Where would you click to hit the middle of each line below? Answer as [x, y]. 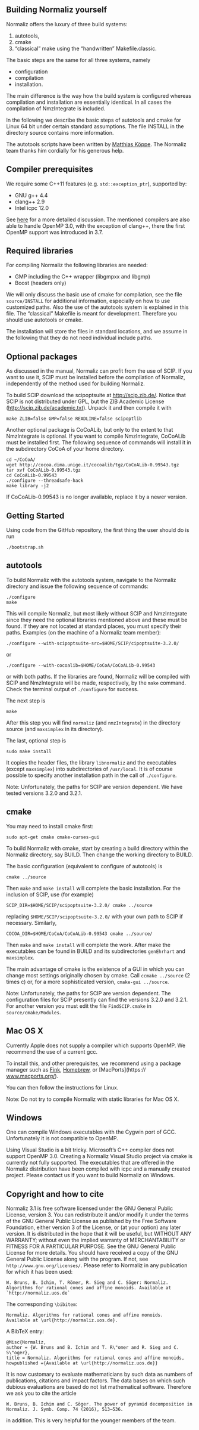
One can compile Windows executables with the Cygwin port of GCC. [91, 1132]
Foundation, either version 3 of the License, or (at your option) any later [94, 1227]
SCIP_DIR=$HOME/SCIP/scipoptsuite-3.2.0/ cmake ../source [79, 905]
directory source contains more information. [60, 132]
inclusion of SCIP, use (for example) [50, 894]
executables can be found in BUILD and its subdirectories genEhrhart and [96, 951]
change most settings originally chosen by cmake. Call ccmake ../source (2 [98, 975]
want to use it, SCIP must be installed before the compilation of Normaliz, [96, 377]
